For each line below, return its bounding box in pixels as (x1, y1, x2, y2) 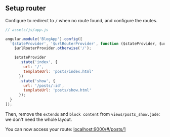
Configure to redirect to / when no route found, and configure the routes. (5, 17, 158, 23)
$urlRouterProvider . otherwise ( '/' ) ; (14, 45, 92, 51)
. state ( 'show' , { (18, 78, 56, 83)
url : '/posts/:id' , (23, 83, 65, 88)
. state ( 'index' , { (18, 60, 58, 65)
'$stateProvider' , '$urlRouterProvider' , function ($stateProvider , (10, 41, 157, 46)
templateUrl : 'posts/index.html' (23, 69, 94, 74)
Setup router (5, 4, 46, 13)
